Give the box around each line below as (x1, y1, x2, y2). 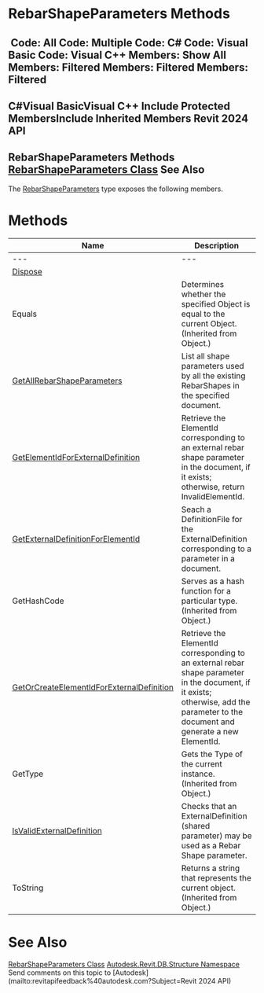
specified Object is (181, 298, 251, 309)
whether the (181, 289, 226, 300)
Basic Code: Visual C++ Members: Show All (8, 48, 226, 61)
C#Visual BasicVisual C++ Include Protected (8, 99, 230, 112)
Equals (12, 308, 38, 319)
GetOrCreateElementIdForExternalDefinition (12, 682, 174, 693)
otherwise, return (181, 481, 245, 492)
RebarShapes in (181, 380, 240, 391)
